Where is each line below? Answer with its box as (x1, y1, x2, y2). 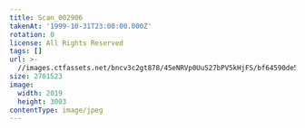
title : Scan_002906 (9, 13, 84, 23)
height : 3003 (17, 96, 67, 106)
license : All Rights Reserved (9, 38, 124, 48)
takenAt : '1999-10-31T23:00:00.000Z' (9, 22, 152, 31)
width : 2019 (17, 88, 64, 97)
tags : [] (9, 47, 43, 56)
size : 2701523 (9, 72, 64, 81)
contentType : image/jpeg (9, 105, 103, 114)
